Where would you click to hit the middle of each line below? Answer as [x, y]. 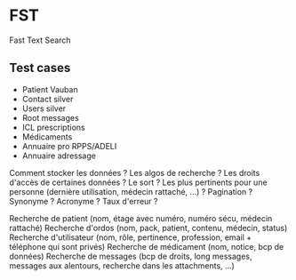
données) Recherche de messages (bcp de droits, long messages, [131, 256]
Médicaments [47, 136]
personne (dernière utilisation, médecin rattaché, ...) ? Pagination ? [131, 191]
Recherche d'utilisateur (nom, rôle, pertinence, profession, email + [130, 237]
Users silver [44, 108]
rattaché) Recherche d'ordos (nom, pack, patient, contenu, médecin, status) [148, 228]
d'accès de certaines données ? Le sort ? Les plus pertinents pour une [139, 182]
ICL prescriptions [54, 127]
